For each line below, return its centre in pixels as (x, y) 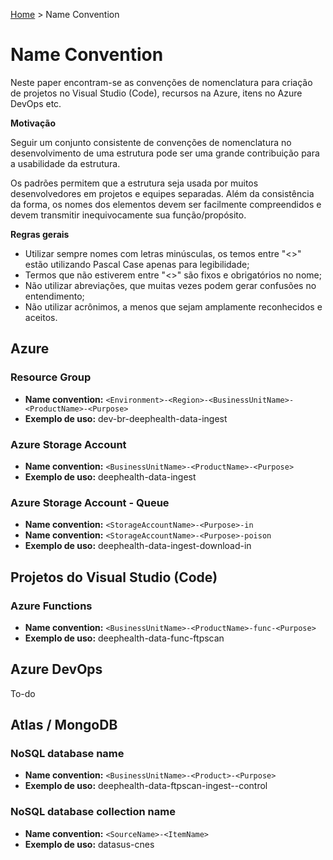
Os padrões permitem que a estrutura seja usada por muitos (134, 183)
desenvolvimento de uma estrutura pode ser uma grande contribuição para (165, 153)
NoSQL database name (67, 754)
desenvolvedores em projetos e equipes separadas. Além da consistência (162, 193)
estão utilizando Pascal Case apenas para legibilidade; (137, 264)
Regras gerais (40, 234)
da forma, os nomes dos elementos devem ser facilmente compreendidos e (166, 204)
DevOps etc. (36, 103)
